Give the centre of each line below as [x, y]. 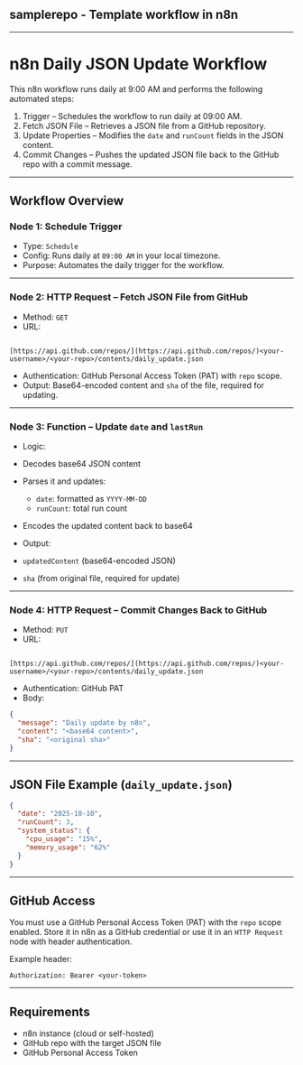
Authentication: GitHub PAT [73, 689]
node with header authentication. [71, 941]
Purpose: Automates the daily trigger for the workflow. [124, 265]
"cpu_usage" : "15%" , [64, 839]
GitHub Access [53, 900]
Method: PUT [45, 630]
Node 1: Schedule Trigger [66, 227]
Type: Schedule [50, 246]
